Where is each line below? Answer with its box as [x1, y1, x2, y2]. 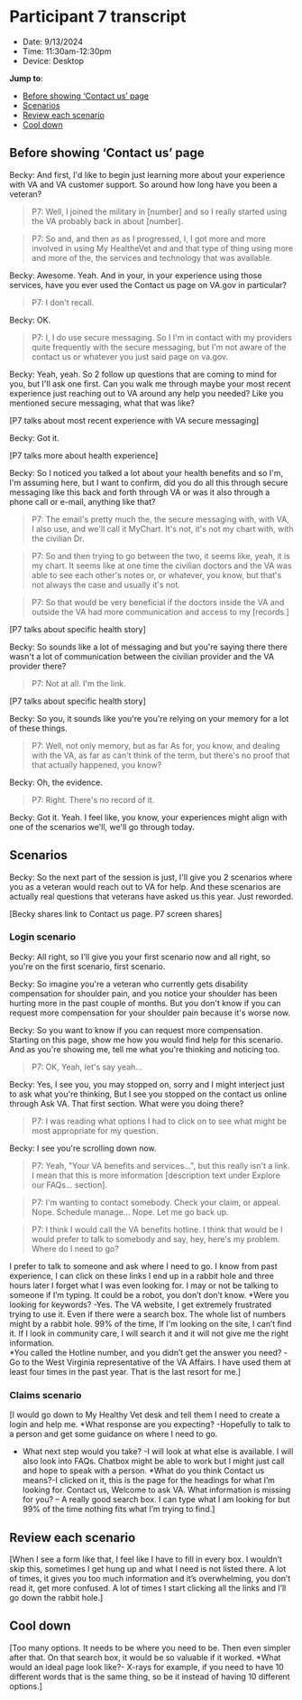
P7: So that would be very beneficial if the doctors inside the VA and [31, 596, 285, 607]
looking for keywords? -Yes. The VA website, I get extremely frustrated [9, 1299, 272, 1310]
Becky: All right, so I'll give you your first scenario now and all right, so [9, 951, 270, 962]
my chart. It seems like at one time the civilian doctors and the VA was [31, 560, 292, 571]
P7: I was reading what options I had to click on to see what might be [31, 1116, 287, 1126]
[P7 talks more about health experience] [9, 450, 159, 461]
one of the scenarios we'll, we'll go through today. [9, 821, 196, 832]
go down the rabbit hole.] [9, 1592, 104, 1602]
